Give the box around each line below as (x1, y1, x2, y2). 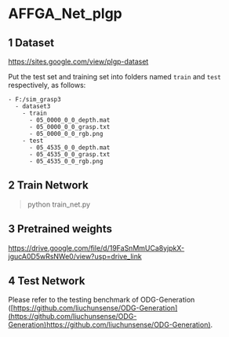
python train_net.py (27, 200, 91, 209)
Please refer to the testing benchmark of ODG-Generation (8, 295, 195, 305)
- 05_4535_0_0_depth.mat (28, 144, 111, 152)
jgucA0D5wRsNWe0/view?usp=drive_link (8, 251, 143, 261)
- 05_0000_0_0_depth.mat (28, 116, 111, 124)
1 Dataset (8, 36, 55, 49)
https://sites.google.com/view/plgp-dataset (8, 57, 149, 66)
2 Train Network (8, 178, 89, 192)
